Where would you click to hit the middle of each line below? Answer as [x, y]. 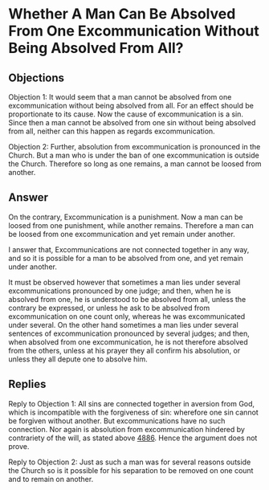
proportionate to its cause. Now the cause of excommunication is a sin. [126, 114]
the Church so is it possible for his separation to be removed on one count [131, 470]
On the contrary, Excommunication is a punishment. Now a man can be [126, 217]
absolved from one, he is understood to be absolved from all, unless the [127, 299]
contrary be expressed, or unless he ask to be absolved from [109, 308]
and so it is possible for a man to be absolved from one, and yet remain [126, 258]
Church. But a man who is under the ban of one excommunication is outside [134, 155]
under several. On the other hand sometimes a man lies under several [123, 325]
